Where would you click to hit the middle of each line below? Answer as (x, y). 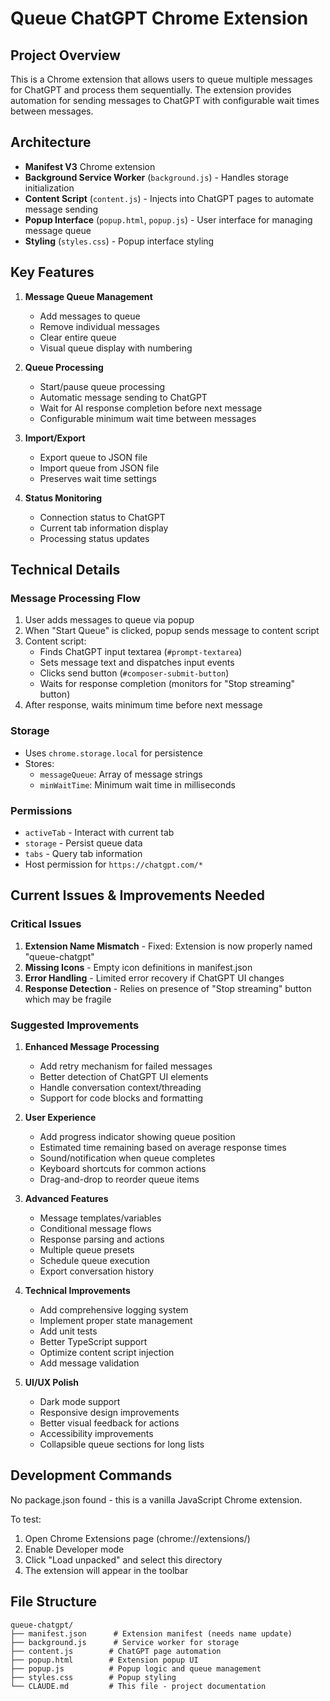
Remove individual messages (99, 326)
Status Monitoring (63, 498)
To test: (26, 1519)
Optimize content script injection (107, 1352)
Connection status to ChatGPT (102, 517)
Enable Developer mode (74, 1549)
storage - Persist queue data (83, 843)
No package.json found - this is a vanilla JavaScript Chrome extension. (156, 1499)
